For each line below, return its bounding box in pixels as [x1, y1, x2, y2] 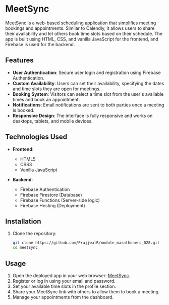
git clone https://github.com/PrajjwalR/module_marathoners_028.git [12, 240, 160, 246]
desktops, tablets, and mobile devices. [12, 118, 93, 124]
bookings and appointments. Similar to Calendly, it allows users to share [5, 25, 155, 31]
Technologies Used [5, 133, 67, 141]
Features [5, 56, 34, 65]
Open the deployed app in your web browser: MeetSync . [12, 272, 131, 279]
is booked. [12, 107, 35, 113]
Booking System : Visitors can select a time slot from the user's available [12, 91, 164, 97]
